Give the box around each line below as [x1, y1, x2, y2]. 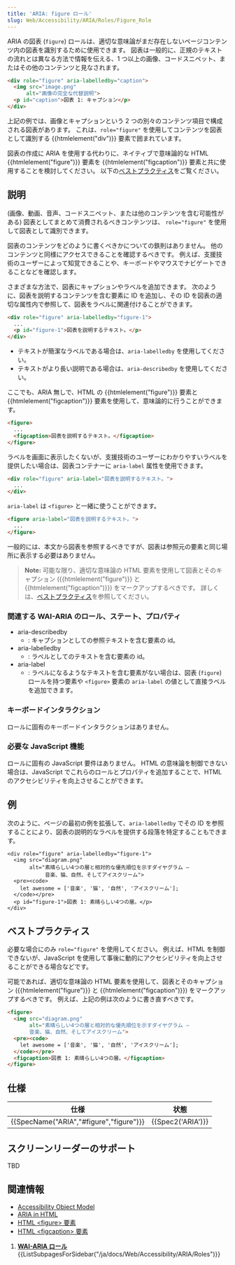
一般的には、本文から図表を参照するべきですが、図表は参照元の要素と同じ [7, 542, 222, 550]
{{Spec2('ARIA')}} [151, 1117, 208, 1127]
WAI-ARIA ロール [17, 1242, 68, 1250]
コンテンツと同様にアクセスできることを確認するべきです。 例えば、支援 [7, 250, 217, 258]
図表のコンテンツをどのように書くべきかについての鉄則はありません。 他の [7, 241, 224, 249]
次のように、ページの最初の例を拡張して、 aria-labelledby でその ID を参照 [7, 818, 225, 827]
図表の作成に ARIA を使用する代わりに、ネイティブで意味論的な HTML [7, 148, 209, 158]
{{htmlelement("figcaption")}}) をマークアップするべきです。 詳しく [24, 583, 220, 592]
